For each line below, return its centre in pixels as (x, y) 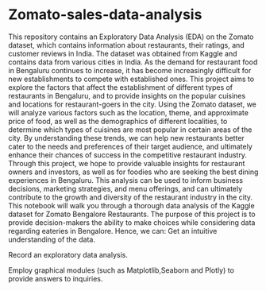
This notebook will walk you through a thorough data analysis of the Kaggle (132, 205)
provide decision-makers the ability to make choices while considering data (132, 222)
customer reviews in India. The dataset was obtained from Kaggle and (123, 53)
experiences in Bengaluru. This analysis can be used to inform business (126, 180)
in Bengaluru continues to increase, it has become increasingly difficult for (130, 70)
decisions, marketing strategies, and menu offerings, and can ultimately (125, 188)
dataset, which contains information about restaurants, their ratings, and (126, 45)
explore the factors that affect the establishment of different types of (121, 87)
